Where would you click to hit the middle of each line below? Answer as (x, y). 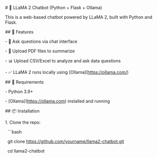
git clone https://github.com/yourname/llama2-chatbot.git (65, 141)
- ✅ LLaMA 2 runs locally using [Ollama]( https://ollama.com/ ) (67, 72)
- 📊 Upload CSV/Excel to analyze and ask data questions (63, 61)
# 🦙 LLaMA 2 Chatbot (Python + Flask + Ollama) (53, 8)
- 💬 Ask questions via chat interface (41, 41)
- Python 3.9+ (19, 92)
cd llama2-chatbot (26, 151)
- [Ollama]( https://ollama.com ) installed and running (58, 101)
